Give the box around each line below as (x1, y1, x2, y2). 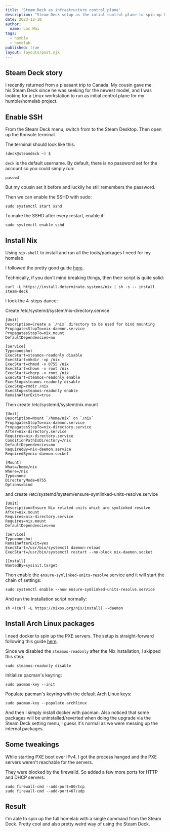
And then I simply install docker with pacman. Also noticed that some (5, 709, 149, 716)
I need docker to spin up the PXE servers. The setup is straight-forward (5, 632, 154, 639)
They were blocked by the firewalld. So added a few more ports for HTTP (5, 769, 158, 775)
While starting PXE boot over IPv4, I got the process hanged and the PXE (5, 754, 157, 760)
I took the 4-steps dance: (5, 297, 58, 304)
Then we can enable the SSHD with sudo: (5, 194, 92, 200)
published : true (5, 45, 39, 50)
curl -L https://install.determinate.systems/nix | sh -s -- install (5, 284, 155, 289)
